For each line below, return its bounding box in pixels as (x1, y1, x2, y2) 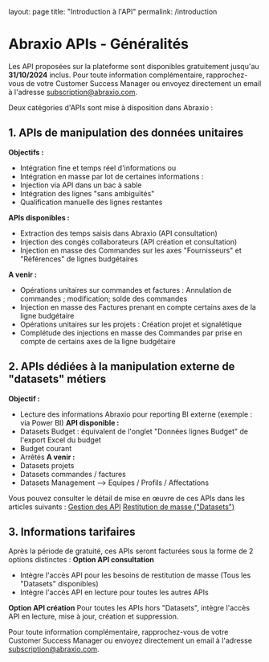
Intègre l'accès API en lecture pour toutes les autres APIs (19, 587, 209, 598)
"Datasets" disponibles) (19, 579, 99, 589)
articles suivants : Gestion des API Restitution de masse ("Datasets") (8, 502, 235, 512)
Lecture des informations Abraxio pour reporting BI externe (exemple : (19, 409, 253, 419)
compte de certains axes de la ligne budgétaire (19, 336, 176, 346)
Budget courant (19, 443, 72, 453)
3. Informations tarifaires (8, 524, 136, 538)
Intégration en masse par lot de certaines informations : (19, 171, 204, 181)
